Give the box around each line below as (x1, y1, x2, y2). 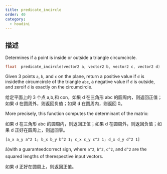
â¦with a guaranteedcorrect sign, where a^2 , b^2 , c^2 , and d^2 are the (5, 146, 147, 152)
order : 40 (5, 12, 26, 17)
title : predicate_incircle (5, 7, 62, 12)
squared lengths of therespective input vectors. (5, 153, 104, 159)
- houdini (10, 21, 30, 26)
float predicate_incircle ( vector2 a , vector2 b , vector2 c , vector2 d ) (5, 64, 160, 69)
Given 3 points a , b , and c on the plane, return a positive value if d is (5, 73, 144, 79)
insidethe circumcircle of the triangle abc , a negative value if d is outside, (5, 78, 155, 84)
